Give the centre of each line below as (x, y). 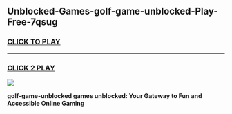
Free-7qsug (32, 22)
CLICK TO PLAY (34, 42)
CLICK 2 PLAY (31, 68)
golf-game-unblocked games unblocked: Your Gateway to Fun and (105, 95)
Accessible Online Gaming (46, 103)
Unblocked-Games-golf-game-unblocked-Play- (113, 11)
